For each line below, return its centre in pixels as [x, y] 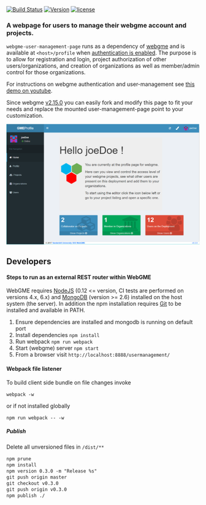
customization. [25, 116]
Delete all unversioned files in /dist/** [55, 447]
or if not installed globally [38, 406]
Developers [29, 261]
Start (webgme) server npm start [57, 348]
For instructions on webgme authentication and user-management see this [101, 84]
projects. [20, 32]
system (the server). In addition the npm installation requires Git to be [94, 304]
